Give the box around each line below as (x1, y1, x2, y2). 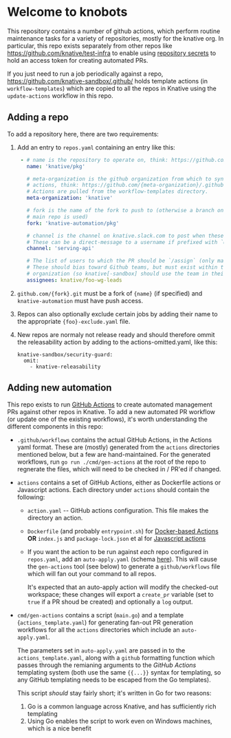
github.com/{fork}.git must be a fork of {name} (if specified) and (16, 289, 203, 297)
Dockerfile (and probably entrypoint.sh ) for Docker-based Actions (27, 526, 219, 535)
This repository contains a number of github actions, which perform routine (7, 27, 221, 35)
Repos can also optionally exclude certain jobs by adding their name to (16, 309, 218, 318)
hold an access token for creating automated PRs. (7, 56, 148, 64)
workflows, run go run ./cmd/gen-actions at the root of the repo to (16, 458, 206, 466)
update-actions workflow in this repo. (7, 91, 113, 100)
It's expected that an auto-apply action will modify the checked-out (27, 583, 219, 591)
